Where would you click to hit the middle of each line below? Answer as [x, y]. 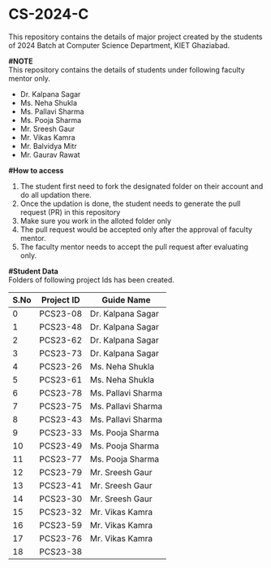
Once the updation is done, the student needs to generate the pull [130, 203]
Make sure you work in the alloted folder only [96, 221]
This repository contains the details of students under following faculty [127, 69]
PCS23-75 [61, 406]
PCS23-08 [61, 313]
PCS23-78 [61, 393]
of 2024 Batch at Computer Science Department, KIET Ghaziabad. [119, 45]
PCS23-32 [61, 512]
